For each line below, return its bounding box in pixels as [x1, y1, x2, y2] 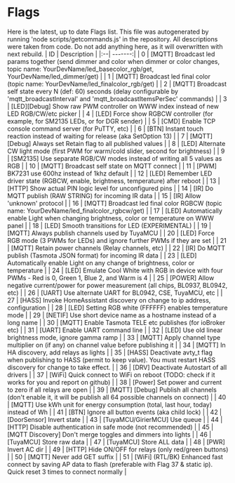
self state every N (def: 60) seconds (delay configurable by [7, 87, 179, 95]
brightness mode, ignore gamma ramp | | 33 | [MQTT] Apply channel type [7, 333, 221, 341]
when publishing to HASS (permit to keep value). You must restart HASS [7, 355, 216, 364]
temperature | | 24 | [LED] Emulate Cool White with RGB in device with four [7, 266, 223, 274]
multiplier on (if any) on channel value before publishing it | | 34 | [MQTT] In [7, 340, 226, 349]
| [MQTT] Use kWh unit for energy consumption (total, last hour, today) [7, 400, 213, 409]
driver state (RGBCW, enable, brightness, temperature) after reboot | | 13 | [7, 176, 220, 185]
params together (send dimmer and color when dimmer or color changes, [7, 57, 220, 65]
